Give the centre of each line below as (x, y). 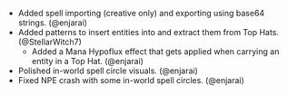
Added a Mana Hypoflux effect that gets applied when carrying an (155, 52)
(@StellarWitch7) (50, 42)
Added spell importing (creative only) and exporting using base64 (141, 13)
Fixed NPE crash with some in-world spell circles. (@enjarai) (131, 80)
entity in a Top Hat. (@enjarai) (87, 61)
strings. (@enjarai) (53, 23)
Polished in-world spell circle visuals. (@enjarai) (108, 71)
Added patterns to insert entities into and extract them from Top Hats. (149, 32)
